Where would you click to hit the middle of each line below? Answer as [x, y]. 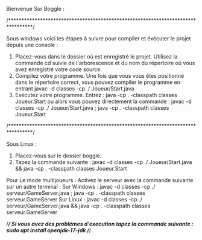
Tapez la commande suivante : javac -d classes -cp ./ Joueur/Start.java [103, 162]
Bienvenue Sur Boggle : [35, 9]
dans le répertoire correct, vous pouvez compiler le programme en [98, 82]
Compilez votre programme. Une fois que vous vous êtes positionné [99, 76]
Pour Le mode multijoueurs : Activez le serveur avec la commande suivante [100, 180]
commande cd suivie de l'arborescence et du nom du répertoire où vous [105, 63]
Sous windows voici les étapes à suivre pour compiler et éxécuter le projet [99, 38]
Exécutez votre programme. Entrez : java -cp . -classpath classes [96, 95]
